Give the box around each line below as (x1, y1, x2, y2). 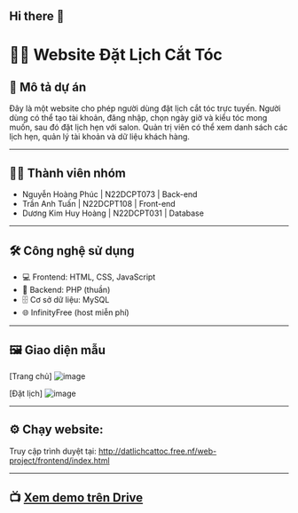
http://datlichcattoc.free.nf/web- (98, 446, 217, 456)
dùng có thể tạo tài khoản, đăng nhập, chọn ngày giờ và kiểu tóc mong (9, 113, 268, 123)
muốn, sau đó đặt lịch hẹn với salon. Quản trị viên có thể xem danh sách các (9, 122, 288, 133)
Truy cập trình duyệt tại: (9, 446, 98, 456)
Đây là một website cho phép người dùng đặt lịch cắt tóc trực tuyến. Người (9, 103, 281, 114)
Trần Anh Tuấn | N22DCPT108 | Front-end (21, 199, 176, 209)
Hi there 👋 (9, 9, 65, 24)
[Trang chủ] (9, 370, 52, 382)
